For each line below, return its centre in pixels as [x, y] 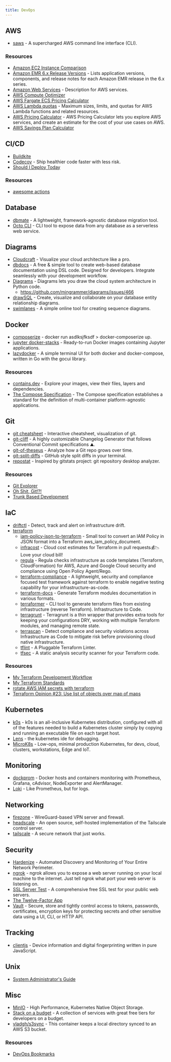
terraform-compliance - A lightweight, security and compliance [87, 576]
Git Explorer [25, 486]
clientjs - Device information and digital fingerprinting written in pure [85, 945]
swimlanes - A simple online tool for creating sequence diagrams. [82, 308]
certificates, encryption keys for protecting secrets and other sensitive [87, 911]
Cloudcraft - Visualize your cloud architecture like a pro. [71, 259]
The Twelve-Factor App [38, 900]
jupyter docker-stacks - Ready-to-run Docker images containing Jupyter [89, 342]
